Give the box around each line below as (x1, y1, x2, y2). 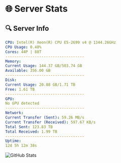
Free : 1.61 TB (5, 87, 35, 92)
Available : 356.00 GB (5, 68, 51, 73)
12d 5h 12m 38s (5, 143, 37, 148)
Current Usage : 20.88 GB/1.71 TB (5, 82, 76, 87)
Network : (5, 111, 24, 116)
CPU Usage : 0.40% (5, 44, 42, 49)
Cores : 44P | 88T (5, 49, 42, 55)
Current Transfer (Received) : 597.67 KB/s (5, 120, 96, 125)
